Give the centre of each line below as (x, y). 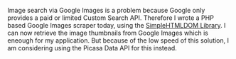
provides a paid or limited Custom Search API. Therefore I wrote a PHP (111, 18)
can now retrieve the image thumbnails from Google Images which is (108, 33)
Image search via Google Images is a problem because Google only (106, 10)
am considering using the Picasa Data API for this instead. (92, 48)
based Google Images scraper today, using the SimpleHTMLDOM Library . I (117, 25)
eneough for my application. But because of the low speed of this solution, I (118, 41)
